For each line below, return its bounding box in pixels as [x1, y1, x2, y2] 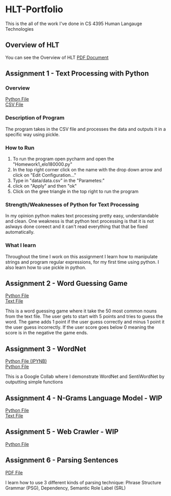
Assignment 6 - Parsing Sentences [5, 456, 118, 465]
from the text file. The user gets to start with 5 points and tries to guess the [5, 313, 163, 320]
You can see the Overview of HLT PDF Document [5, 54, 109, 60]
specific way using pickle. [5, 131, 60, 138]
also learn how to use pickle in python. [5, 264, 87, 270]
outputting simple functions [5, 379, 63, 385]
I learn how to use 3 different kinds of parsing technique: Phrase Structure [5, 479, 162, 485]
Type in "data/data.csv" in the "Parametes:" [12, 177, 105, 184]
